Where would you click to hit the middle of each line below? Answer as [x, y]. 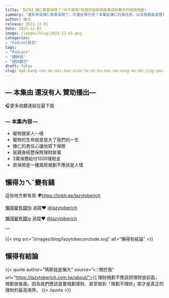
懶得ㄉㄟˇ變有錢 [30, 182]
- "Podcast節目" [21, 43]
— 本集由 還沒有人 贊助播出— [51, 93]
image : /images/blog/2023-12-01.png [44, 33]
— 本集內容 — [22, 122]
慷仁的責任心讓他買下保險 [39, 146]
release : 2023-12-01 [27, 24]
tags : [11, 47]
